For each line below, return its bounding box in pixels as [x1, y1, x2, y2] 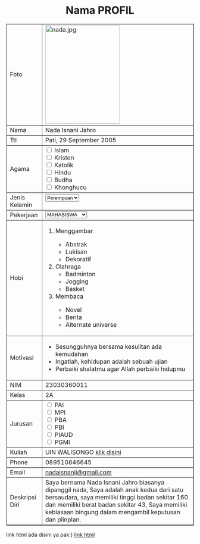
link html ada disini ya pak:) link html [6, 531, 95, 538]
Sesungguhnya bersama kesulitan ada [55, 342, 162, 351]
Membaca [55, 292, 84, 301]
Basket [65, 284, 85, 293]
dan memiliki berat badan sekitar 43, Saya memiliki [45, 501, 187, 509]
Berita [65, 313, 82, 321]
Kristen [54, 153, 74, 161]
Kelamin [10, 201, 33, 209]
